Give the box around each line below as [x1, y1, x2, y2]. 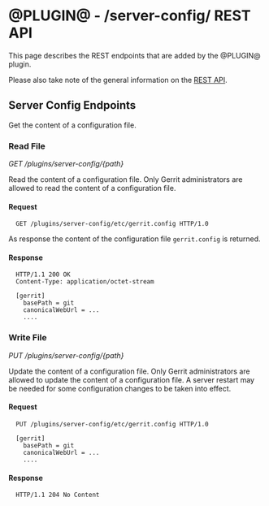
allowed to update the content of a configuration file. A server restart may [8, 374, 254, 384]
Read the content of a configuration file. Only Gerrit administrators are [8, 175, 243, 184]
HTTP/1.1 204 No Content [15, 491, 100, 500]
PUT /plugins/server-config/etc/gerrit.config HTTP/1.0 [15, 420, 209, 428]
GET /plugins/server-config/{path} [8, 159, 124, 169]
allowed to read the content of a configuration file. [8, 184, 176, 193]
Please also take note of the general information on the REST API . [8, 75, 228, 84]
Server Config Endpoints [8, 98, 137, 112]
